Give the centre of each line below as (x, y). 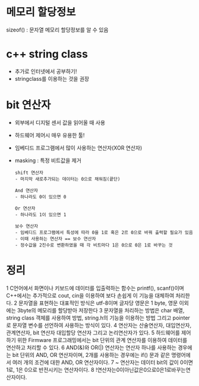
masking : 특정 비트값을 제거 (48, 160)
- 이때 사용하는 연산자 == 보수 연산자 (55, 239)
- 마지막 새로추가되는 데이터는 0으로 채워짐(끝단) (67, 179)
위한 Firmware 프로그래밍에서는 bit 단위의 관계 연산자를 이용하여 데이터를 (102, 340)
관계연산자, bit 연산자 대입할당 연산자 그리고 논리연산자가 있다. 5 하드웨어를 (93, 333)
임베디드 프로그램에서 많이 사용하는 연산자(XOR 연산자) (78, 148)
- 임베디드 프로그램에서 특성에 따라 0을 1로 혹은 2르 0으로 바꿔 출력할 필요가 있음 (104, 232)
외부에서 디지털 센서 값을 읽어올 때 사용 (60, 122)
